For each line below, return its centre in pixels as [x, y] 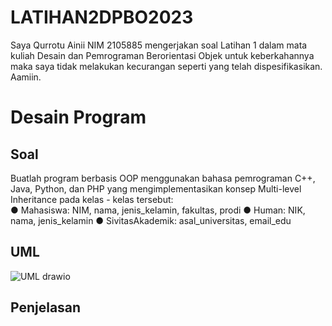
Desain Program [78, 117]
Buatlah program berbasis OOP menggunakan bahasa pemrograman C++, [163, 178]
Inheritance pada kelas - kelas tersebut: [92, 199]
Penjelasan [46, 307]
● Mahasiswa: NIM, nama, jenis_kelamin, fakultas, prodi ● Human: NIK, [158, 210]
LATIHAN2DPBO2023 [102, 17]
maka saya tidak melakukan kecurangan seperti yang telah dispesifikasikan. [166, 66]
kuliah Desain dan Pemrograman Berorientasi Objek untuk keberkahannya [162, 55]
